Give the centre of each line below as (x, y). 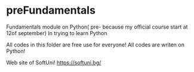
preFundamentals (51, 10)
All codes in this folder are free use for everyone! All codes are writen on (96, 45)
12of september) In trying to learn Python (57, 33)
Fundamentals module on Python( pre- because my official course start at (97, 27)
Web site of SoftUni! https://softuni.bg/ (54, 62)
